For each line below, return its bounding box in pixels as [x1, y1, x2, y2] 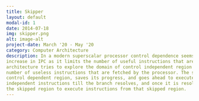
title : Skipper [6, 8, 44, 15]
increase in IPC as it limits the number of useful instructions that [6, 58, 184, 64]
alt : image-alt [6, 36, 44, 42]
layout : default [6, 14, 46, 20]
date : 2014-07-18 [6, 25, 49, 31]
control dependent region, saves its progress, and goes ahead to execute [6, 75, 195, 81]
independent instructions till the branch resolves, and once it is [6, 81, 179, 87]
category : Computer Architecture [6, 48, 89, 53]
